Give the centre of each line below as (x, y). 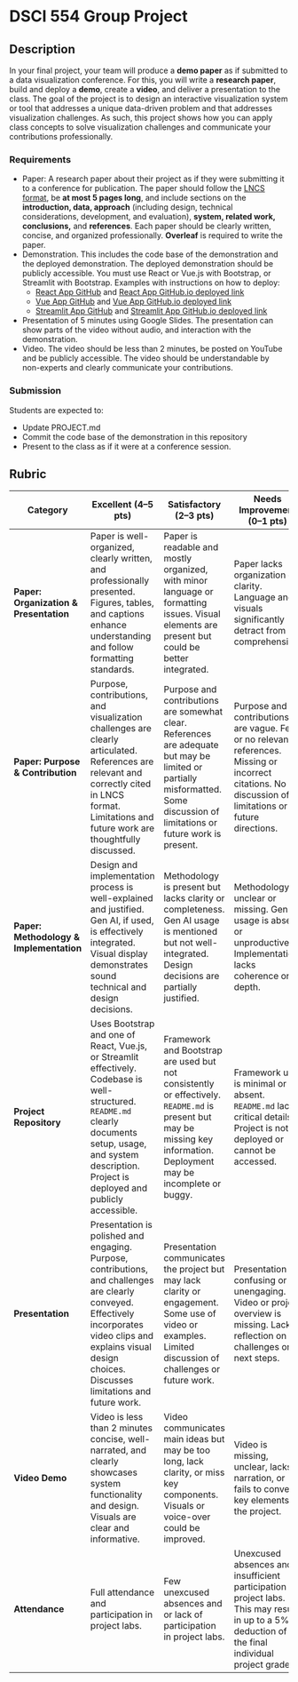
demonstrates (119, 965)
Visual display (119, 954)
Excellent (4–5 (122, 505)
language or (189, 592)
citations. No (260, 784)
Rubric (28, 474)
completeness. (194, 910)
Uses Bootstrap (122, 1024)
